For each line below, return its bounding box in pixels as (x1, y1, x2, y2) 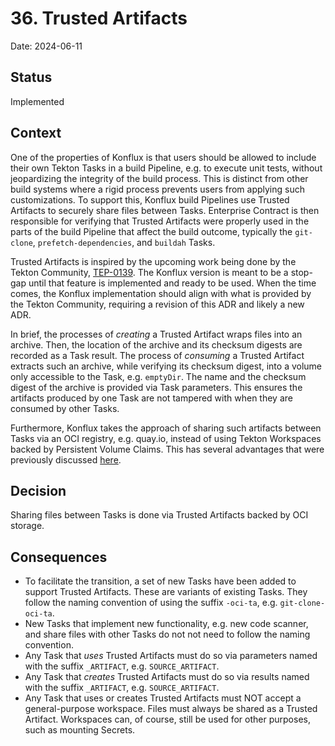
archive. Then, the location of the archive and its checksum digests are (10, 338, 303, 351)
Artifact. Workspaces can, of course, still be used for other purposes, (24, 713, 311, 726)
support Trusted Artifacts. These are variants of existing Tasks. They (24, 586, 308, 598)
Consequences (10, 548, 108, 566)
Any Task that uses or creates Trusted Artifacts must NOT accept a (24, 692, 302, 704)
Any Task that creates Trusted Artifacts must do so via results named (24, 671, 310, 683)
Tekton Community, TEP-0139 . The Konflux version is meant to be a (10, 266, 289, 278)
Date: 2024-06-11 (10, 40, 83, 52)
